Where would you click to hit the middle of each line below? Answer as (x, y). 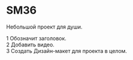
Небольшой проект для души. (44, 27)
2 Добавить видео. (31, 45)
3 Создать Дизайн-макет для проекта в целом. (67, 50)
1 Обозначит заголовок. (37, 38)
